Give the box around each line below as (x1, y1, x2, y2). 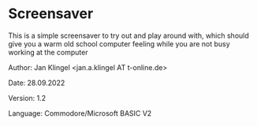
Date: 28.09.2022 (8, 78, 65, 87)
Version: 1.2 (8, 93, 47, 102)
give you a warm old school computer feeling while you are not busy (8, 39, 230, 48)
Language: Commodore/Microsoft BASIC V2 (8, 108, 152, 118)
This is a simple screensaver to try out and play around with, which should (8, 31, 250, 40)
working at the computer (8, 47, 88, 57)
